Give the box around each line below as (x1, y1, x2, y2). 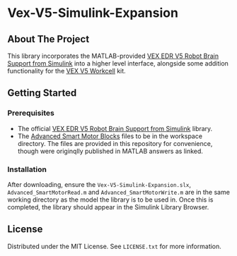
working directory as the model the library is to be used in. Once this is (7, 195, 214, 204)
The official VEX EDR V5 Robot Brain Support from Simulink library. (17, 124, 213, 133)
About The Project (7, 33, 90, 45)
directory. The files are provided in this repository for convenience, (17, 139, 213, 147)
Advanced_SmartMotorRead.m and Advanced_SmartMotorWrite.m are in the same (7, 188, 230, 196)
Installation (7, 164, 47, 174)
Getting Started (7, 87, 77, 99)
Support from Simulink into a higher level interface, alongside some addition (7, 59, 229, 68)
